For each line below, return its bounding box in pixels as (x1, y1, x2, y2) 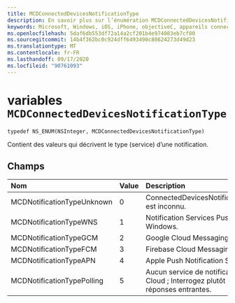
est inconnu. (145, 202, 187, 211)
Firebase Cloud (145, 244, 196, 254)
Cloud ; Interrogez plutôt (145, 276, 226, 286)
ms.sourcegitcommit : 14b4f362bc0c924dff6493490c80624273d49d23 (7, 36, 196, 43)
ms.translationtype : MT (7, 43, 77, 50)
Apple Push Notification (145, 256, 224, 266)
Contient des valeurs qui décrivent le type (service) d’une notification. (7, 140, 208, 148)
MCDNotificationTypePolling (10, 276, 104, 286)
